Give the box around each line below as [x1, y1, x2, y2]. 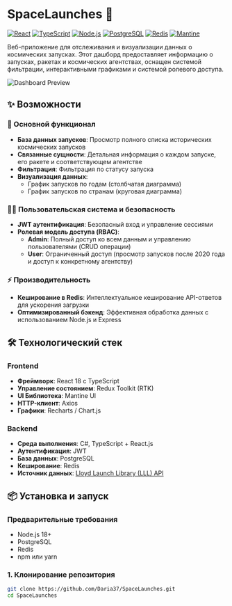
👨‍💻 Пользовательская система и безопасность [7, 205, 176, 214]
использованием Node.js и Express [17, 316, 122, 324]
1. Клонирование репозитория [7, 570, 115, 580]
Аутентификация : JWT [17, 447, 87, 455]
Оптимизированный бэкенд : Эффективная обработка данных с [17, 308, 209, 317]
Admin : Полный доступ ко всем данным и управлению [27, 234, 191, 243]
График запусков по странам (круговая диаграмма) [27, 187, 183, 196]
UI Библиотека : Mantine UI [17, 391, 97, 399]
